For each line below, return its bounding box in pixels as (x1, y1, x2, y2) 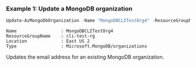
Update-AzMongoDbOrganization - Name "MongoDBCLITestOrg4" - (6, 18, 156, 24)
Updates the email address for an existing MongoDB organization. (6, 54, 164, 61)
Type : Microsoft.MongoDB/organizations (6, 43, 148, 49)
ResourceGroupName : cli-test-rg (6, 34, 95, 39)
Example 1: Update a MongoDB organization (6, 5, 133, 13)
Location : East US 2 (6, 38, 90, 45)
